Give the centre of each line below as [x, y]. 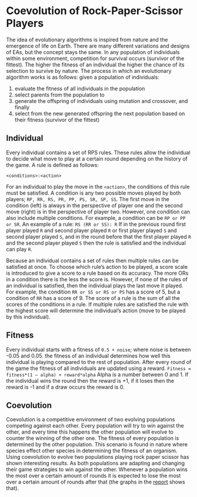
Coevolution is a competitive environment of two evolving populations [91, 419]
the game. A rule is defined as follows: [52, 165]
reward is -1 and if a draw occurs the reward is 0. [65, 387]
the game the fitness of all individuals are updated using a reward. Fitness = [98, 368]
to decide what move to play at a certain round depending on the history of [97, 159]
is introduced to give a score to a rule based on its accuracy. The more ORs [97, 273]
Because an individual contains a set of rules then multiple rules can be [92, 261]
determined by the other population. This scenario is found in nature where [97, 445]
